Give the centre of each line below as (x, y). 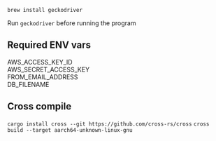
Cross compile (39, 106)
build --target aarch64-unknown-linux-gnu (70, 130)
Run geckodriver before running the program (72, 23)
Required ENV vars (49, 45)
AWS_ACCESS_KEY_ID (40, 62)
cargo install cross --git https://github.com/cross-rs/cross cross (108, 124)
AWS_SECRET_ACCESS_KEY (48, 69)
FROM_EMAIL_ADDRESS (43, 76)
